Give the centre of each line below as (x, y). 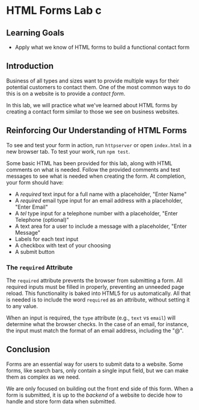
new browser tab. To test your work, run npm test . (68, 151)
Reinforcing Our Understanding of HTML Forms (97, 131)
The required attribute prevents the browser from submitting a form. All (95, 280)
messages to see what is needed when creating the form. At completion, (96, 176)
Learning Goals (35, 33)
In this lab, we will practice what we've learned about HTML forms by (92, 105)
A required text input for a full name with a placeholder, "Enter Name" (101, 194)
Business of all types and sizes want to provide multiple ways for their (93, 80)
